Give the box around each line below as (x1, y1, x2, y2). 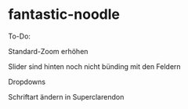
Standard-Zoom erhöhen (8, 46, 89, 56)
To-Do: (8, 31, 31, 41)
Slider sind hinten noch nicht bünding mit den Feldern (8, 61, 182, 71)
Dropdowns (8, 77, 45, 86)
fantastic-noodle (8, 5, 120, 24)
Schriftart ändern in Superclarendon (8, 92, 125, 101)
